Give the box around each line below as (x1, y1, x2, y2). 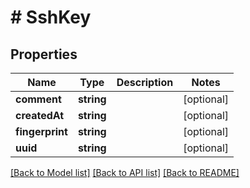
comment (15, 92, 62, 106)
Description (116, 76, 174, 89)
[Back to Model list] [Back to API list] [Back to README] (10, 167, 240, 178)
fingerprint (15, 125, 68, 138)
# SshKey (10, 6, 92, 29)
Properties (10, 46, 78, 63)
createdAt (15, 109, 65, 122)
